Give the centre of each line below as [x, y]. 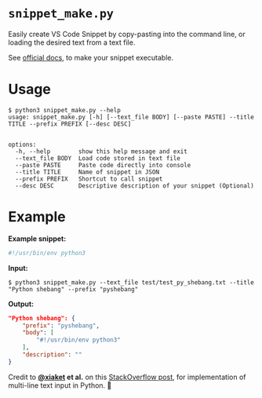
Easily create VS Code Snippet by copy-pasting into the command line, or [127, 34]
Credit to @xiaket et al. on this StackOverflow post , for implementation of [127, 377]
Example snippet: [37, 239]
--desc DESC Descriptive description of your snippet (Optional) [135, 186]
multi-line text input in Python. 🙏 [60, 385]
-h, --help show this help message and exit [102, 152]
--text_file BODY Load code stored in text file [98, 158]
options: [22, 144]
